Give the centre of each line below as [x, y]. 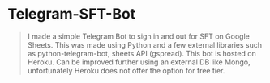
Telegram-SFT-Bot [72, 14]
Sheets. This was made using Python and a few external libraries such [145, 44]
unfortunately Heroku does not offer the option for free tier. [126, 70]
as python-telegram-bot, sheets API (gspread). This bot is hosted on [141, 53]
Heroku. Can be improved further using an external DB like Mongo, [139, 62]
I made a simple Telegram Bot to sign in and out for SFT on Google [139, 36]
